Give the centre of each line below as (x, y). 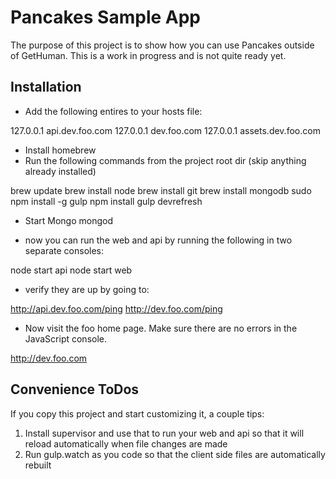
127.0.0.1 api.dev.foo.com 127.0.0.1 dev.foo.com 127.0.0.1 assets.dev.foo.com (165, 130)
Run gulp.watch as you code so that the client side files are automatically (175, 454)
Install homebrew (60, 150)
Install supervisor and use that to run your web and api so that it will (164, 433)
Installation (46, 87)
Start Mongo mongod (69, 220)
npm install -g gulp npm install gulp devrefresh (106, 201)
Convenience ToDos (75, 389)
